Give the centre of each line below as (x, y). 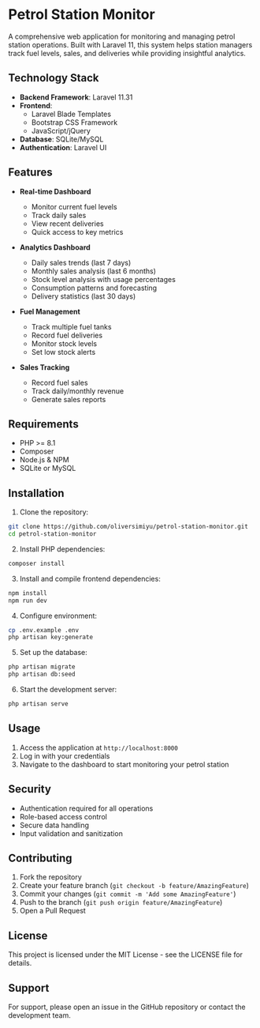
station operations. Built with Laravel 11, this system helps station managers (130, 44)
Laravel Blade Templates (71, 114)
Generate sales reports (69, 399)
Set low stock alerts (63, 352)
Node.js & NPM (44, 460)
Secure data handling (54, 825)
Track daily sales (59, 215)
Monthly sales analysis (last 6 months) (93, 271)
